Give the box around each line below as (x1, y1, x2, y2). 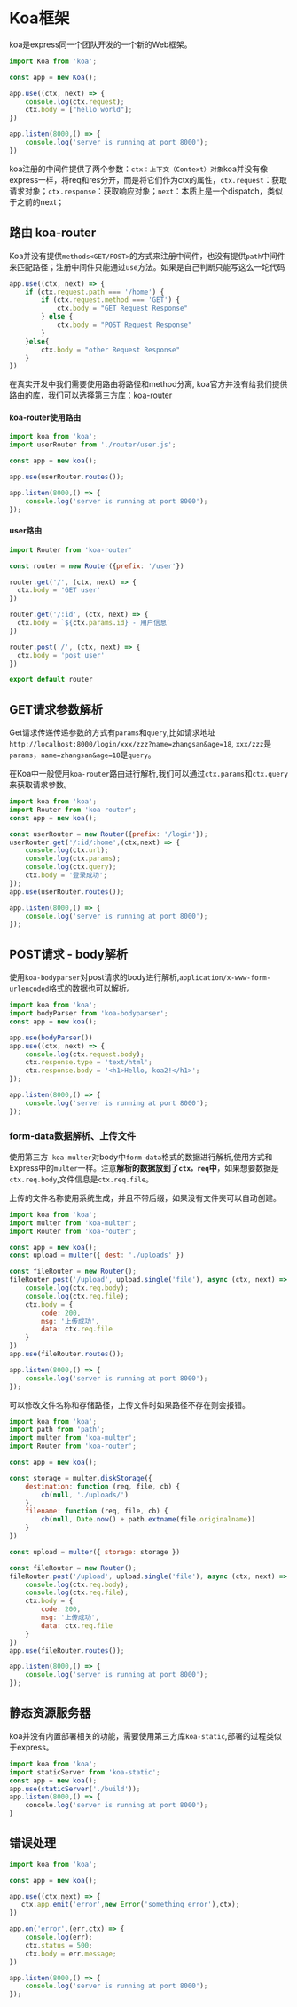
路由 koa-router (9, 225, 97, 241)
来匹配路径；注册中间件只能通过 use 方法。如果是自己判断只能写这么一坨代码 (9, 261, 285, 272)
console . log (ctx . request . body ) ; (25, 1049, 145, 1059)
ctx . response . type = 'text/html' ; (25, 1058, 152, 1067)
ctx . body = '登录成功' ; (25, 871, 108, 880)
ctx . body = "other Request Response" (41, 345, 180, 354)
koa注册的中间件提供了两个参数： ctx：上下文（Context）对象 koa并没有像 (9, 163, 269, 174)
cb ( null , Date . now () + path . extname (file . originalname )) (41, 1515, 256, 1524)
